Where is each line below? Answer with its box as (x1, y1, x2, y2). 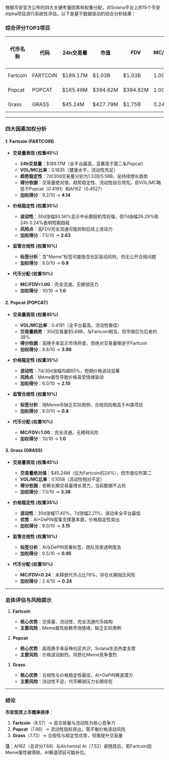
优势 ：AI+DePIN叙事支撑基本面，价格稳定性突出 (20, 516, 120, 522)
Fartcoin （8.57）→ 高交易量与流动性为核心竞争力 (12, 720, 116, 726)
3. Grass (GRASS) (5, 447, 43, 454)
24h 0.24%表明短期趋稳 (20, 220, 70, 226)
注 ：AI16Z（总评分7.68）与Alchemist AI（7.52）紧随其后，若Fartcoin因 (5, 743, 152, 749)
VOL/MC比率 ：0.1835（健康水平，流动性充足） (20, 167, 118, 173)
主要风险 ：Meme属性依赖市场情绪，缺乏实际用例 (20, 625, 122, 631)
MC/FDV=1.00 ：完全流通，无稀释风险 (20, 429, 99, 435)
